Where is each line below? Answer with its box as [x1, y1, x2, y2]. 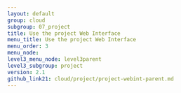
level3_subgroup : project [7, 62, 83, 69]
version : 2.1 [7, 69, 46, 76]
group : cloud [7, 17, 46, 24]
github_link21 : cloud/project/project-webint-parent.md [7, 75, 174, 83]
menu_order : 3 [7, 43, 49, 50]
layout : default [7, 10, 55, 17]
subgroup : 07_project [7, 23, 71, 30]
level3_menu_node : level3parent [7, 56, 102, 63]
